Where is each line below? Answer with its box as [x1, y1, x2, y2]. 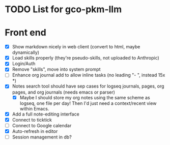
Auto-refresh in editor [12, 128, 58, 134]
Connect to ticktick [12, 117, 52, 123]
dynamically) [12, 49, 39, 55]
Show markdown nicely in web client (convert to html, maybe [12, 44, 140, 50]
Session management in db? [12, 134, 72, 140]
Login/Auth [12, 61, 36, 67]
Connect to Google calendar [12, 122, 72, 128]
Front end [5, 27, 46, 39]
